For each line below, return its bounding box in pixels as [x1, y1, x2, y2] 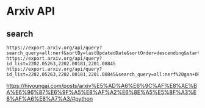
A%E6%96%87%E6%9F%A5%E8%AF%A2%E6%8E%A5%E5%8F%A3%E [6, 88, 197, 96]
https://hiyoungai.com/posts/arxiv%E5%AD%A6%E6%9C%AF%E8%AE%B [6, 82, 197, 89]
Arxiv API [6, 4, 55, 18]
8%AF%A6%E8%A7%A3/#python [6, 95, 93, 102]
